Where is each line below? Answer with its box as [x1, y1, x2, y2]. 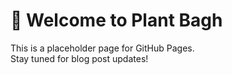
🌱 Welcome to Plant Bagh [10, 9, 223, 32]
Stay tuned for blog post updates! [10, 52, 149, 64]
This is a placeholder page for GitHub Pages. [10, 42, 195, 54]
